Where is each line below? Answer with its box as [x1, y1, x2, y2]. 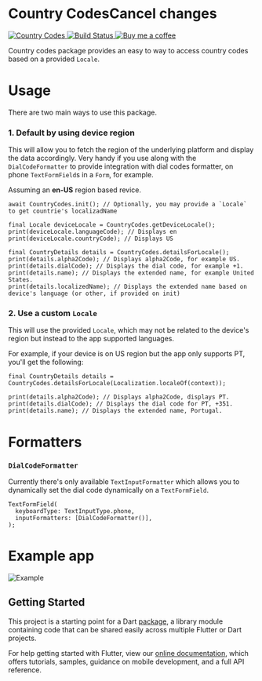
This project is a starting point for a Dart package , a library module [8, 617, 224, 626]
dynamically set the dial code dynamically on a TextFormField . [8, 485, 209, 494]
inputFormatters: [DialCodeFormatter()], [15, 514, 153, 522]
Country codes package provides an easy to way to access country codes [8, 46, 249, 55]
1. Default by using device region [8, 127, 136, 138]
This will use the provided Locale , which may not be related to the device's [8, 326, 249, 335]
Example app [8, 547, 95, 565]
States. [8, 276, 34, 284]
